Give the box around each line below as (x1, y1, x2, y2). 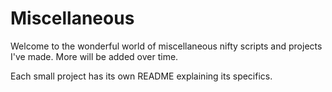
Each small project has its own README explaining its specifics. (10, 70, 273, 82)
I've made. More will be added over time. (10, 50, 179, 62)
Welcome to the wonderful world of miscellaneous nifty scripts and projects (10, 40, 323, 52)
